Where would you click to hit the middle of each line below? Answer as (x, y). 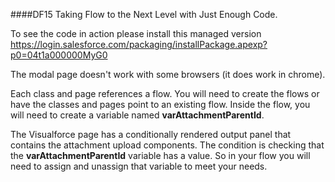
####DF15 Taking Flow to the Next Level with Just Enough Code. (144, 14)
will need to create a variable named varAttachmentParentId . (137, 115)
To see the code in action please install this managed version (136, 33)
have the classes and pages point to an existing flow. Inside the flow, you (160, 104)
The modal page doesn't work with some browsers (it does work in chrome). (168, 74)
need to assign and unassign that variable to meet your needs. (139, 166)
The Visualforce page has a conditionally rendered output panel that (151, 134)
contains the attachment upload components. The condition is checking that (167, 145)
